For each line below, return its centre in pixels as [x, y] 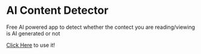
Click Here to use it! [31, 45]
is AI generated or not [33, 33]
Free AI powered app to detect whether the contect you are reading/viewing [101, 27]
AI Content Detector [57, 10]
